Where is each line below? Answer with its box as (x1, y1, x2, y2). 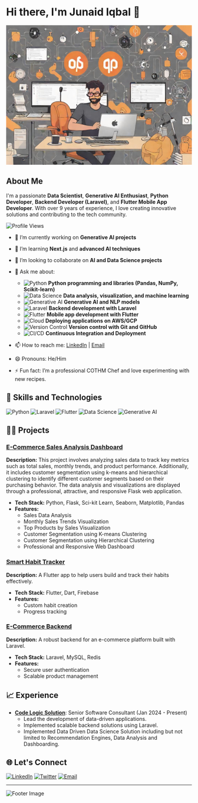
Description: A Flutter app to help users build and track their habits (6, 571, 169, 578)
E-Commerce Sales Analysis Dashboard (6, 443, 123, 451)
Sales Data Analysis (23, 512, 72, 519)
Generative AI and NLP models (64, 298, 140, 305)
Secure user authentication (23, 666, 90, 673)
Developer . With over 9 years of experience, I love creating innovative (6, 204, 177, 211)
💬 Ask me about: (14, 268, 55, 275)
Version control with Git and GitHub (68, 323, 157, 330)
